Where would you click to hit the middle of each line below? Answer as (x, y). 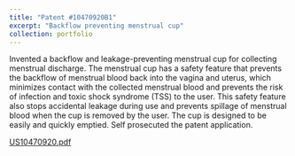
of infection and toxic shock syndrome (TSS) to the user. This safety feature (147, 97)
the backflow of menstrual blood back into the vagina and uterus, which (140, 78)
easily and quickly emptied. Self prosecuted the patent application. (131, 125)
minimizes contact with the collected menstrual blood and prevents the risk (146, 87)
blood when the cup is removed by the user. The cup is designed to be (138, 115)
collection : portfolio (51, 34)
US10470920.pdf (40, 142)
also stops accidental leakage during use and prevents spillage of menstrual (148, 106)
